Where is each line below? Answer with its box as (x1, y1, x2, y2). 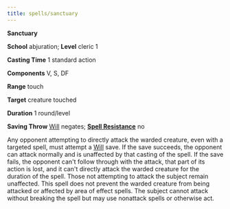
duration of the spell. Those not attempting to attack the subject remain (7, 172, 209, 180)
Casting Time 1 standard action (7, 56, 96, 64)
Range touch (7, 82, 44, 90)
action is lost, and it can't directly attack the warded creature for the (7, 164, 200, 173)
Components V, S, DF (7, 69, 69, 77)
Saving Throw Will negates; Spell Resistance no (7, 122, 146, 131)
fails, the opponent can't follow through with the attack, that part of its (7, 157, 205, 166)
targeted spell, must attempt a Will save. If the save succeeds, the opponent (7, 142, 222, 151)
